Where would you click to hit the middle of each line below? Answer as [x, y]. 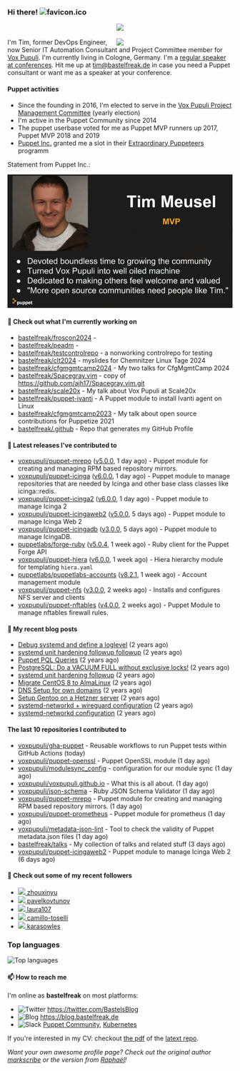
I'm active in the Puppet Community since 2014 [87, 120]
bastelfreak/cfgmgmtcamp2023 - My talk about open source [107, 413]
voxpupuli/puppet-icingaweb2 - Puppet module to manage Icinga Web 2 [124, 851]
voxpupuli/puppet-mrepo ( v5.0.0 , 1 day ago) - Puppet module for [113, 461]
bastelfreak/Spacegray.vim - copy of [72, 376]
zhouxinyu [42, 892]
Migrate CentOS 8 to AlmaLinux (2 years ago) [85, 683]
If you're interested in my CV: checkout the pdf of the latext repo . [103, 1038]
